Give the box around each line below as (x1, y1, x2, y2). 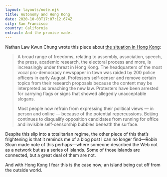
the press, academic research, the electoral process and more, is (17, 59, 151, 65)
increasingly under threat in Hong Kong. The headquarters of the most (17, 64, 162, 70)
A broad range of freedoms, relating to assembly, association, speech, (17, 54, 162, 60)
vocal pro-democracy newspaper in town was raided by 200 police (17, 70, 156, 75)
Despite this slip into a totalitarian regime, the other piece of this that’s (5, 131, 149, 137)
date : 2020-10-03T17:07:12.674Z (5, 16, 72, 21)
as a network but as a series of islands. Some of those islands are (5, 147, 141, 153)
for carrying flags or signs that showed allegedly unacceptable (17, 90, 147, 96)
